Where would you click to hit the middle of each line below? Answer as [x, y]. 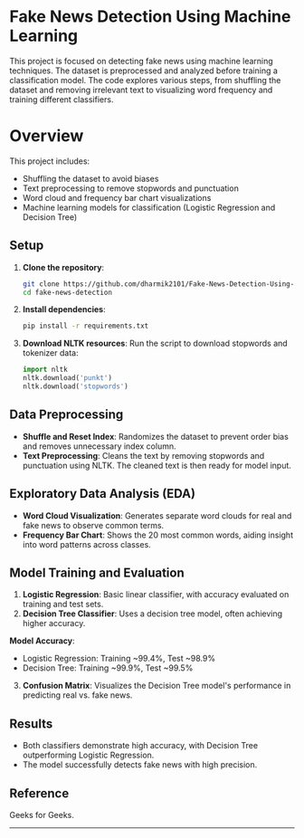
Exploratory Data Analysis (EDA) [103, 494]
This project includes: [50, 161]
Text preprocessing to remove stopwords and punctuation [131, 188]
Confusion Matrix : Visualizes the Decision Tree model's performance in [157, 686]
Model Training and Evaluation [97, 572]
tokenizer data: [50, 353]
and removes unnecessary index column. [99, 446]
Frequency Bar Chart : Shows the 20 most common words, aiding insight [158, 535]
